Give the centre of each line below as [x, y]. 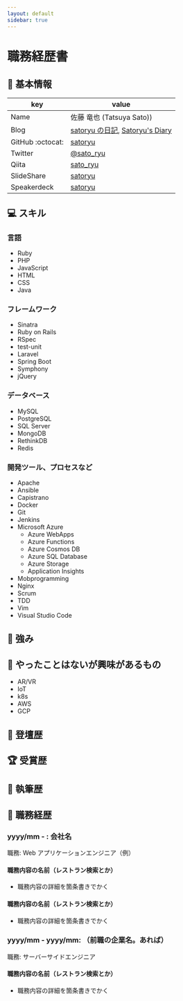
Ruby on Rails [37, 332]
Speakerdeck [32, 186]
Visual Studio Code [45, 616]
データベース [28, 396]
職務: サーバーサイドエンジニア [51, 957]
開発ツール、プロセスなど [50, 467]
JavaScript [33, 268]
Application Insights [56, 571]
